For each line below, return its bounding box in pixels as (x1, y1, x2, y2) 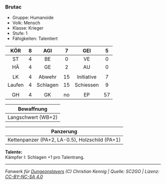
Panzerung (51, 128, 78, 135)
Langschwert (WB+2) (7, 114, 58, 121)
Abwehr (39, 74, 57, 80)
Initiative (77, 74, 97, 80)
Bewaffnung (18, 106, 48, 112)
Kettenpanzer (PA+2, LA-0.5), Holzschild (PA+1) (7, 137, 121, 144)
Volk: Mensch (12, 20, 41, 26)
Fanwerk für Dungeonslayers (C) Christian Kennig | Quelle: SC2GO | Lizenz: (5, 169, 160, 175)
